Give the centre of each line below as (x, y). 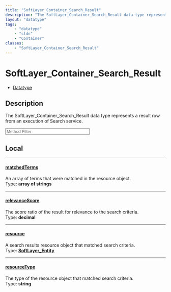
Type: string (18, 284)
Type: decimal (20, 217)
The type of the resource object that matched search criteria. (69, 278)
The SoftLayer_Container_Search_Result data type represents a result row (83, 116)
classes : (15, 43)
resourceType (20, 267)
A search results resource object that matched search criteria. (70, 245)
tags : (11, 24)
